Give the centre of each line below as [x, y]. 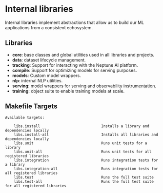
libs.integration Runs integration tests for [86, 160]
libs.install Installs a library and [82, 126]
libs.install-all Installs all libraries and [86, 135]
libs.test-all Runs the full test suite [84, 181]
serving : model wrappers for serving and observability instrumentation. [84, 86]
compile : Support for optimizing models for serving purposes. [74, 70]
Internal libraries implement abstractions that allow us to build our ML [75, 22]
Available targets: [25, 117]
